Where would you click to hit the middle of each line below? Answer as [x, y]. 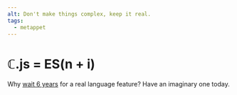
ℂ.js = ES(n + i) [51, 64]
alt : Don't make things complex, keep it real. [79, 14]
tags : [15, 21]
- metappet [30, 27]
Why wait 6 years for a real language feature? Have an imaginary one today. [118, 84]
